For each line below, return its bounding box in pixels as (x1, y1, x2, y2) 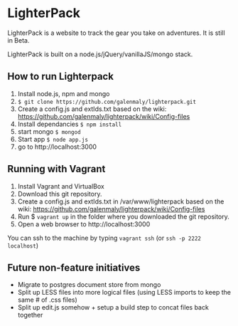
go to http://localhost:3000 (17, 142, 97, 151)
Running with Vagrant (7, 163, 106, 175)
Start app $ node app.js (17, 135, 89, 143)
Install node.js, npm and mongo (17, 89, 110, 98)
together (17, 311, 43, 320)
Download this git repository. (17, 189, 102, 198)
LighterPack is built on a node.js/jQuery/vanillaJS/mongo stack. (7, 50, 193, 58)
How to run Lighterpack (7, 70, 114, 83)
